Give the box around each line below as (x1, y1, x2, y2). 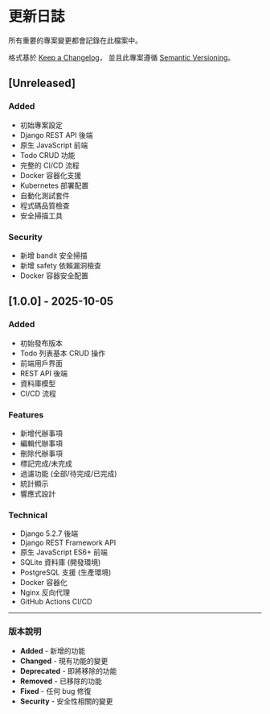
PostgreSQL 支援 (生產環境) (19, 567, 112, 577)
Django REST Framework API (19, 538, 117, 548)
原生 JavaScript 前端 (19, 140, 88, 150)
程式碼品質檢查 (19, 201, 70, 210)
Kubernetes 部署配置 (19, 181, 89, 190)
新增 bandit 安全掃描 (19, 251, 88, 260)
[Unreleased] (8, 77, 76, 90)
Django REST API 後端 (19, 130, 93, 139)
